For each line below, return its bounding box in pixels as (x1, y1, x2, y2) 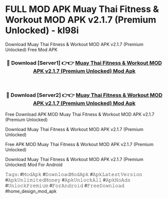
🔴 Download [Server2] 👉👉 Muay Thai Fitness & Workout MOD (6, 91, 163, 98)
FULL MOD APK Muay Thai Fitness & (5, 3, 159, 15)
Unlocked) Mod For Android (5, 161, 63, 167)
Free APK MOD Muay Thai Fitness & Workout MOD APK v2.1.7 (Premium (5, 141, 154, 147)
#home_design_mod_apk (5, 188, 57, 194)
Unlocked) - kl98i (5, 25, 79, 36)
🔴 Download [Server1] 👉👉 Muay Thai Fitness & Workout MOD (7, 59, 162, 66)
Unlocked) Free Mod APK (5, 46, 58, 52)
